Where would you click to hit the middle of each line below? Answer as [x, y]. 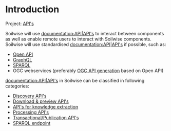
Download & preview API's [41, 101]
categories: [17, 86]
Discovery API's [30, 96]
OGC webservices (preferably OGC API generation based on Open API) [88, 71]
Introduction [32, 9]
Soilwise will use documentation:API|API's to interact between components [85, 33]
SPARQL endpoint [32, 123]
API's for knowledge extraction [45, 106]
